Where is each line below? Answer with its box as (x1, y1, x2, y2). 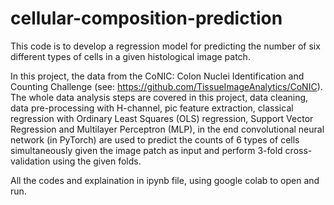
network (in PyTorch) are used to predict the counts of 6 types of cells (10, 133, 300, 146)
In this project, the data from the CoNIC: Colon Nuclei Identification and (10, 70, 305, 82)
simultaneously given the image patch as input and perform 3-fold (10, 144, 283, 156)
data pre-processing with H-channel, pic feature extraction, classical (10, 102, 294, 114)
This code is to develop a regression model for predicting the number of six (10, 40, 321, 52)
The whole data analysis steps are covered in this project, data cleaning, (10, 91, 309, 103)
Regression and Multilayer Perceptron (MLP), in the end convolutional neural (10, 123, 325, 135)
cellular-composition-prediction (10, 7, 283, 30)
